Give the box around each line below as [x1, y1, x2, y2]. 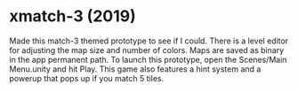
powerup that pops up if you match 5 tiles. [9, 73, 165, 83]
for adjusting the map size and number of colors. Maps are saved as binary [9, 44, 285, 55]
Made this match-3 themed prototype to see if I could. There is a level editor [9, 35, 289, 46]
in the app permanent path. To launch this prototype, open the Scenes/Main [9, 54, 287, 65]
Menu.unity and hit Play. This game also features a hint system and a [9, 64, 262, 74]
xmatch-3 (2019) [9, 6, 136, 27]
